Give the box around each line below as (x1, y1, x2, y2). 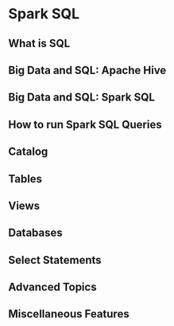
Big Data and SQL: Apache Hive (8, 63, 167, 77)
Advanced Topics (8, 281, 97, 294)
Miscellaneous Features (8, 308, 130, 321)
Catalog (8, 145, 48, 159)
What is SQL (8, 37, 71, 50)
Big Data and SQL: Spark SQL (8, 91, 155, 104)
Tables (8, 172, 42, 186)
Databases (8, 226, 64, 240)
